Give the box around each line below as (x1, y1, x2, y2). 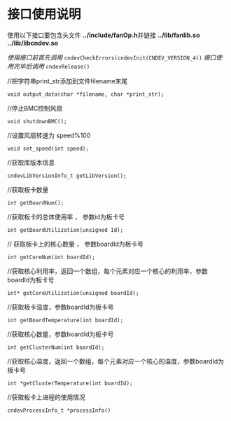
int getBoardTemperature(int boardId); (7, 317, 124, 324)
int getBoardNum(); (7, 199, 64, 207)
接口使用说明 (7, 6, 82, 22)
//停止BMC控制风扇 (7, 104, 63, 112)
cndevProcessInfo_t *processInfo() (7, 407, 111, 414)
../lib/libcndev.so (7, 39, 58, 47)
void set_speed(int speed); (7, 145, 90, 152)
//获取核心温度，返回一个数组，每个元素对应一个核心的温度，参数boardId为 (7, 357, 224, 365)
